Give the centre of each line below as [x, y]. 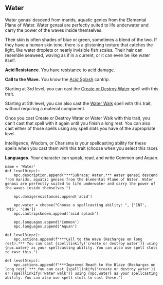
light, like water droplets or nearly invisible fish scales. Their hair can [74, 50]
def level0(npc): [23, 171]
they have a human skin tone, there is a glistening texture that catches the [79, 45]
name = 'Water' [20, 166]
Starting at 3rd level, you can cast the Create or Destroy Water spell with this [82, 89]
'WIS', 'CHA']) [20, 209]
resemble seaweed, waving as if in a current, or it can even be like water [78, 55]
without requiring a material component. [45, 108]
